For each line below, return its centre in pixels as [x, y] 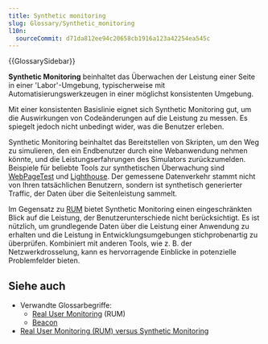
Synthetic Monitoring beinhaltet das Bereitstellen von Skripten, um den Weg [134, 143]
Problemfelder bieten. [44, 261]
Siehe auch [37, 286]
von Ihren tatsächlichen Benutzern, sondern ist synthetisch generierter [126, 185]
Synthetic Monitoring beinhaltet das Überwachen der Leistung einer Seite [132, 77]
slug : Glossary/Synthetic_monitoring [72, 23]
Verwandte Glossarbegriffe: [66, 305]
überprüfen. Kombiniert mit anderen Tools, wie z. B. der [100, 243]
